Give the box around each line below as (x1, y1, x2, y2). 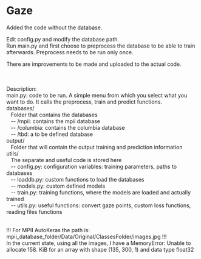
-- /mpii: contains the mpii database (10, 117, 101, 125)
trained (6, 195, 24, 202)
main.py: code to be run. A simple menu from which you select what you (6, 91, 188, 99)
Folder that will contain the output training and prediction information (10, 143, 183, 151)
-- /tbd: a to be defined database (10, 130, 93, 138)
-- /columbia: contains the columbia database (10, 124, 126, 131)
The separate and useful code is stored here (10, 156, 122, 163)
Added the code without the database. (6, 24, 103, 31)
